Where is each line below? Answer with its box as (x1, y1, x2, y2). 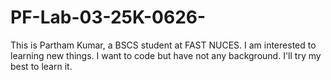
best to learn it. (10, 60, 73, 72)
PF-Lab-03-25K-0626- (10, 6, 207, 29)
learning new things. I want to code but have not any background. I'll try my (10, 49, 322, 61)
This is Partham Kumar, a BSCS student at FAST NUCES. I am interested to (10, 39, 317, 51)
